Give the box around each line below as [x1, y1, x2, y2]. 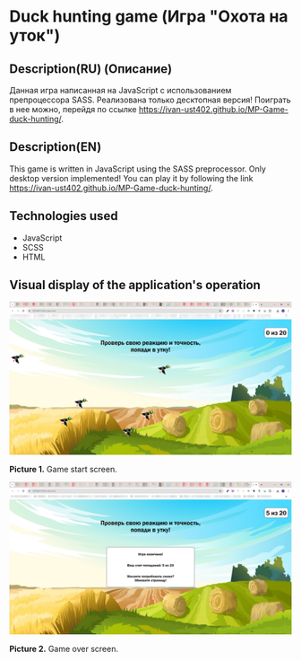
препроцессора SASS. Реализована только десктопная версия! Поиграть [9, 94, 291, 105]
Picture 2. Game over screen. [9, 643, 119, 654]
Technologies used [9, 208, 118, 224]
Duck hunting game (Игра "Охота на [9, 6, 288, 27]
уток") [9, 25, 61, 46]
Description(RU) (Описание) [9, 61, 173, 76]
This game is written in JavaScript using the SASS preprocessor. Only [9, 163, 267, 174]
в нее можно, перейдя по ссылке [9, 104, 137, 114]
